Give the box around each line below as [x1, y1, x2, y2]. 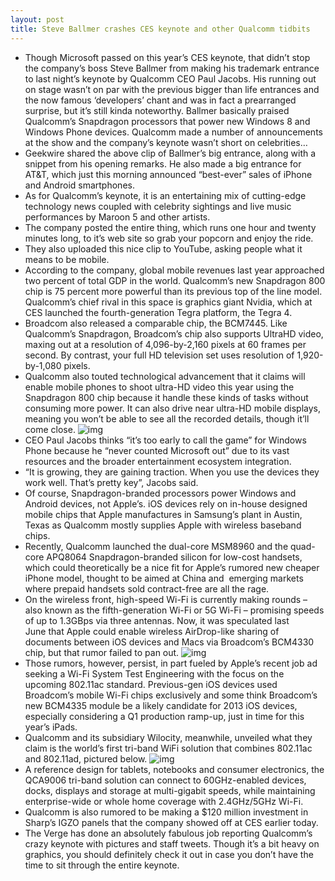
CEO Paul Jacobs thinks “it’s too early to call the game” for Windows [24, 434, 307, 446]
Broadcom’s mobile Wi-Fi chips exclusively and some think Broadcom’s [24, 689, 318, 701]
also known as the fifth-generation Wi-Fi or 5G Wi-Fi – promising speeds [24, 604, 325, 616]
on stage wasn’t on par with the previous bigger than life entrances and [24, 83, 320, 95]
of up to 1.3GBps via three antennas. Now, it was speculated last [24, 614, 290, 626]
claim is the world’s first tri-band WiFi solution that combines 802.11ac [24, 742, 313, 754]
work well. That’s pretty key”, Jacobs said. [24, 476, 199, 488]
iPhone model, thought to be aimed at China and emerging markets [24, 572, 304, 584]
